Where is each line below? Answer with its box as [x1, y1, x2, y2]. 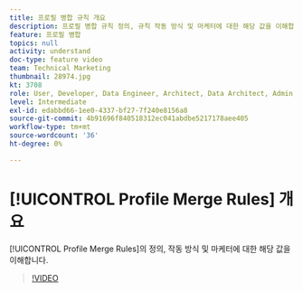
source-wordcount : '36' [9, 131, 99, 140]
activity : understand [9, 47, 91, 56]
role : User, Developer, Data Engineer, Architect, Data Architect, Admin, [9, 89, 298, 98]
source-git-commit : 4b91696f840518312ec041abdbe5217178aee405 [9, 114, 249, 123]
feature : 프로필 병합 [9, 30, 81, 39]
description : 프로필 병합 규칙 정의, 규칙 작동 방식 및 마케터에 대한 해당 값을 [9, 22, 272, 31]
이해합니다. [9, 254, 49, 265]
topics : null [9, 38, 59, 48]
